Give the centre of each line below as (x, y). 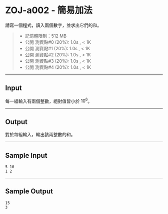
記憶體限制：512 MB (45, 36)
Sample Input (26, 155)
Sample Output (29, 191)
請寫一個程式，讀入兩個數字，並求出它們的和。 (53, 25)
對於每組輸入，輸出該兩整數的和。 (40, 135)
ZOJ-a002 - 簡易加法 (49, 10)
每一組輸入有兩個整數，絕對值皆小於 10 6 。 (49, 100)
